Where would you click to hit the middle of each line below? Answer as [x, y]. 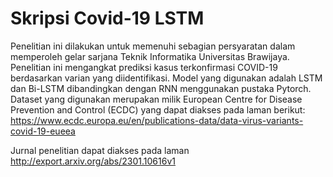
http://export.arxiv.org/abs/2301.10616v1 [93, 161]
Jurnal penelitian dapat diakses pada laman [100, 150]
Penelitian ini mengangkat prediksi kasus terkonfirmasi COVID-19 [144, 67]
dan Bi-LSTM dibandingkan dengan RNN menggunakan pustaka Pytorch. [161, 88]
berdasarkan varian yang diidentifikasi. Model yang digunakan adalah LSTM [166, 78]
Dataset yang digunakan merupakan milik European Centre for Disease [156, 99]
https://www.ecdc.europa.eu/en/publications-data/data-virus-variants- [157, 120]
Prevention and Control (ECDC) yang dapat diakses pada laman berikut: [158, 109]
